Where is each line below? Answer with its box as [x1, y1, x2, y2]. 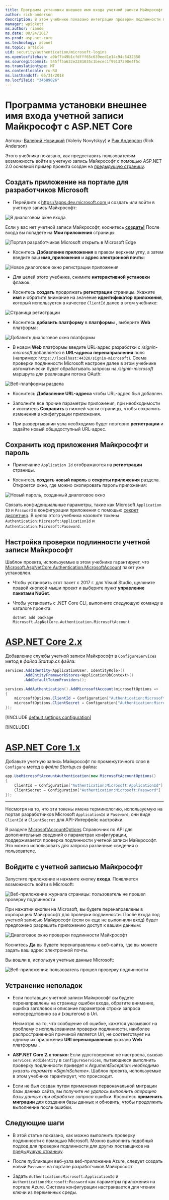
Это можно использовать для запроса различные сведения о [5, 843, 138, 849]
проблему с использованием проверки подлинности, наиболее [12, 1026, 150, 1032]
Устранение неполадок [5, 981, 83, 990]
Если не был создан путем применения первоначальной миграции [12, 1083, 157, 1089]
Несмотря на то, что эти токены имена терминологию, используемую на [5, 806, 163, 812]
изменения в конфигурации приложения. [12, 411, 102, 417]
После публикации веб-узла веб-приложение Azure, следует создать [12, 1158, 163, 1164]
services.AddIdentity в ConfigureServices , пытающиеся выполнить [12, 1057, 156, 1063]
